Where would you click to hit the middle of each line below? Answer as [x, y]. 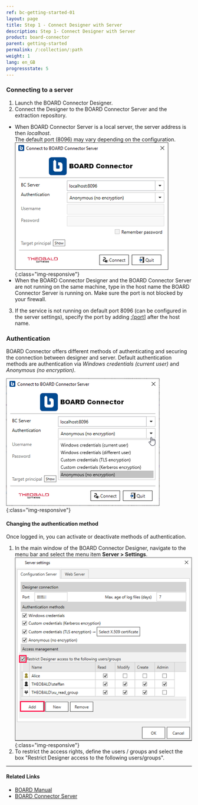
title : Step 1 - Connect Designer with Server [64, 25]
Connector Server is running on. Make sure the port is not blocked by [99, 293]
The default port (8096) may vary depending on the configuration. [95, 139]
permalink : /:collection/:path [44, 50]
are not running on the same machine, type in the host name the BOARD [102, 286]
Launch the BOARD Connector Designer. [64, 103]
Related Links [23, 777]
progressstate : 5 [27, 69]
